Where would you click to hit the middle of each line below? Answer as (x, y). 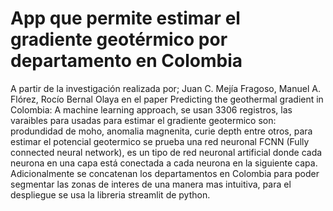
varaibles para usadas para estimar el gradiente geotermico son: (143, 120)
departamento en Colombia (126, 61)
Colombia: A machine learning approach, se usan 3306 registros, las (151, 109)
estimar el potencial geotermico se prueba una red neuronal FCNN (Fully (160, 141)
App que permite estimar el (125, 18)
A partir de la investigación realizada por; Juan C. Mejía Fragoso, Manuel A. (165, 88)
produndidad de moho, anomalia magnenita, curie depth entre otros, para (161, 131)
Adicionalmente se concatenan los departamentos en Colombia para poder (165, 173)
